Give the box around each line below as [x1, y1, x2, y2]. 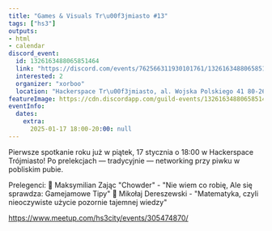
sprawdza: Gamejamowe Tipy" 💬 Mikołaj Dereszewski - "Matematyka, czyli [8, 188, 259, 199]
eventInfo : [8, 102, 45, 110]
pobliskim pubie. [8, 164, 63, 174]
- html [8, 34, 31, 43]
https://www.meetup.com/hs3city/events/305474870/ [8, 212, 189, 223]
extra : [23, 118, 45, 126]
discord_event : [8, 49, 60, 58]
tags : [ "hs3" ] [8, 19, 57, 28]
